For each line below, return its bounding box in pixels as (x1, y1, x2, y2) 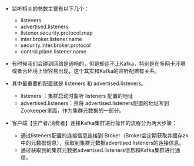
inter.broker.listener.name (20, 36, 82, 42)
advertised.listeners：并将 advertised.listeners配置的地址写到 (20, 100, 169, 107)
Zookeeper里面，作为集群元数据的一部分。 (20, 107, 125, 114)
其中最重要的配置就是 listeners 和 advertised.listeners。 (11, 80, 147, 87)
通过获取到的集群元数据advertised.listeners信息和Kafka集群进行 (20, 147, 175, 154)
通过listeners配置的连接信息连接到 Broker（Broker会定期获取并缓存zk (20, 132, 189, 139)
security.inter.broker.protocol (20, 42, 91, 49)
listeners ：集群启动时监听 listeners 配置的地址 (20, 93, 133, 99)
